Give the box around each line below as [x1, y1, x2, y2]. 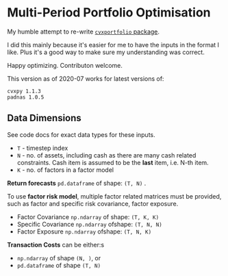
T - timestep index [16, 144, 68, 152]
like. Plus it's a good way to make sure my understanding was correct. [7, 48, 205, 56]
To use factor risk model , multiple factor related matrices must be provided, [7, 192, 222, 200]
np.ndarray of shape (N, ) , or [16, 253, 101, 262]
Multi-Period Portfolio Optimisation [7, 5, 211, 21]
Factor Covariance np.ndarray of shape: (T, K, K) [16, 212, 160, 221]
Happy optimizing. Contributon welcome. [7, 61, 123, 69]
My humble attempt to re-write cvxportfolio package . [7, 27, 160, 36]
